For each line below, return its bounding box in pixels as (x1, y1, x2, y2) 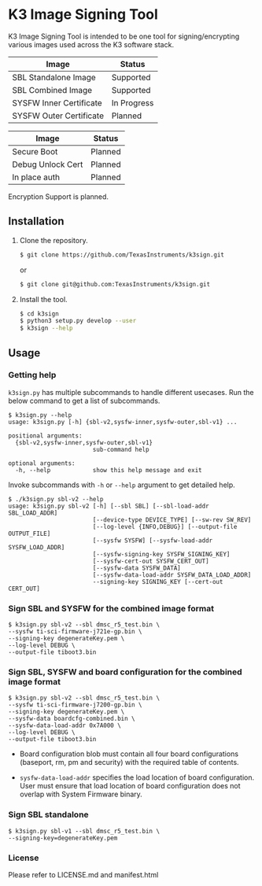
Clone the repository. (19, 235, 88, 245)
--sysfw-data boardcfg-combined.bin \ (8, 714, 135, 723)
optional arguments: (8, 459, 76, 467)
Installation (8, 215, 65, 228)
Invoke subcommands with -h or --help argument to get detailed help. (8, 480, 236, 489)
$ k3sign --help (19, 324, 73, 332)
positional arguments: (8, 431, 83, 440)
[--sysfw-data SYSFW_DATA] (92, 564, 181, 572)
